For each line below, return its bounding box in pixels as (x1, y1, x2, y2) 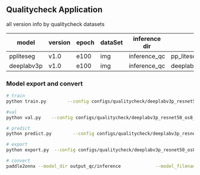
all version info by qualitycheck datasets (6, 20, 105, 27)
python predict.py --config (6, 131, 95, 137)
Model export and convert (6, 79, 83, 88)
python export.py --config (6, 147, 76, 153)
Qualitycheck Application (6, 5, 103, 15)
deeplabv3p (9, 62, 43, 70)
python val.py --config (6, 114, 73, 120)
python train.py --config (6, 98, 89, 104)
